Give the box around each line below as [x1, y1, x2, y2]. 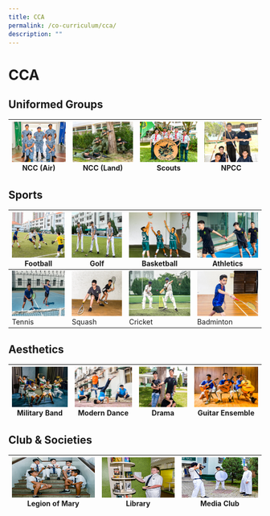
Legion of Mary [27, 498, 80, 508]
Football [24, 258, 53, 268]
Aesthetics [8, 342, 64, 356]
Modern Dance [77, 407, 129, 418]
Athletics [211, 258, 243, 268]
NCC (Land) [83, 163, 123, 172]
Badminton [196, 316, 233, 326]
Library [125, 498, 151, 508]
